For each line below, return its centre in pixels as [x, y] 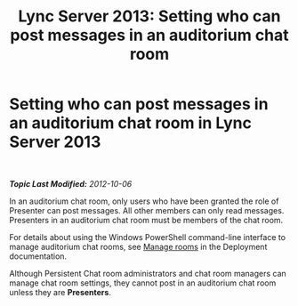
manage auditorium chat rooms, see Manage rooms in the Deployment [138, 246]
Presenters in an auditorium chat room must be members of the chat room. [146, 220]
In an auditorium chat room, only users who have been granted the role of [144, 201]
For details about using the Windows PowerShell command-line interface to [148, 237]
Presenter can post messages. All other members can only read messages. [147, 210]
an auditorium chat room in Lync [130, 123]
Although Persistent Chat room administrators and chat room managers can [148, 273]
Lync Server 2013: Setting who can [149, 16]
